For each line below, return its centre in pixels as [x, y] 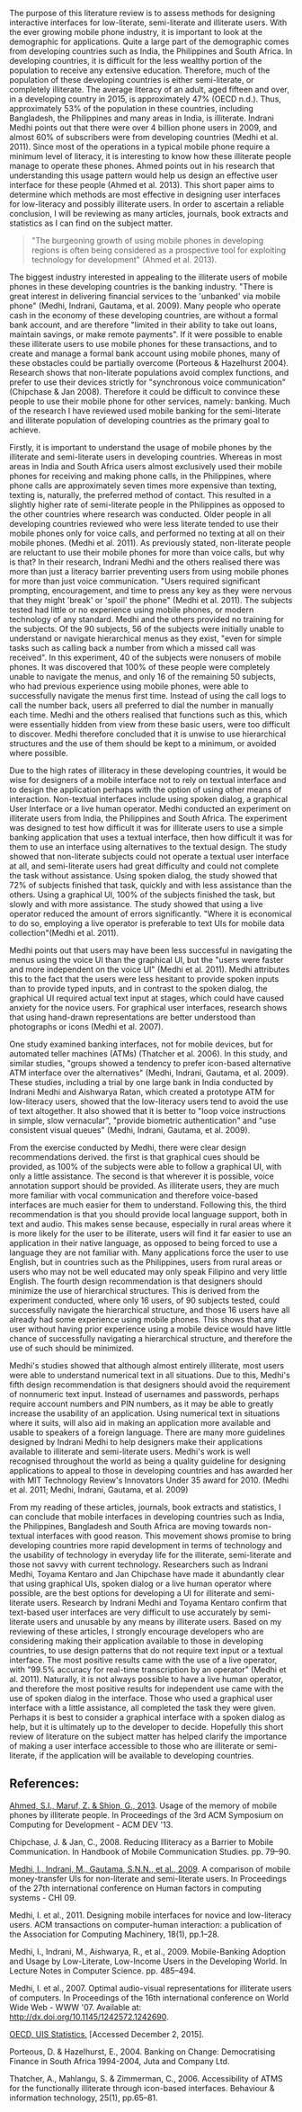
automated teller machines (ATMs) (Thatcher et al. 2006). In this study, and [148, 1054]
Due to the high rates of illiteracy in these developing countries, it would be [148, 771]
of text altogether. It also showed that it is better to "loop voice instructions [147, 1111]
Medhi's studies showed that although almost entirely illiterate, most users [147, 1365]
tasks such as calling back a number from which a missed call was [133, 648]
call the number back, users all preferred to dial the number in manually [142, 705]
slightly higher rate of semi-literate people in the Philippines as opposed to [147, 504]
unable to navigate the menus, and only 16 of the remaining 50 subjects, [142, 677]
